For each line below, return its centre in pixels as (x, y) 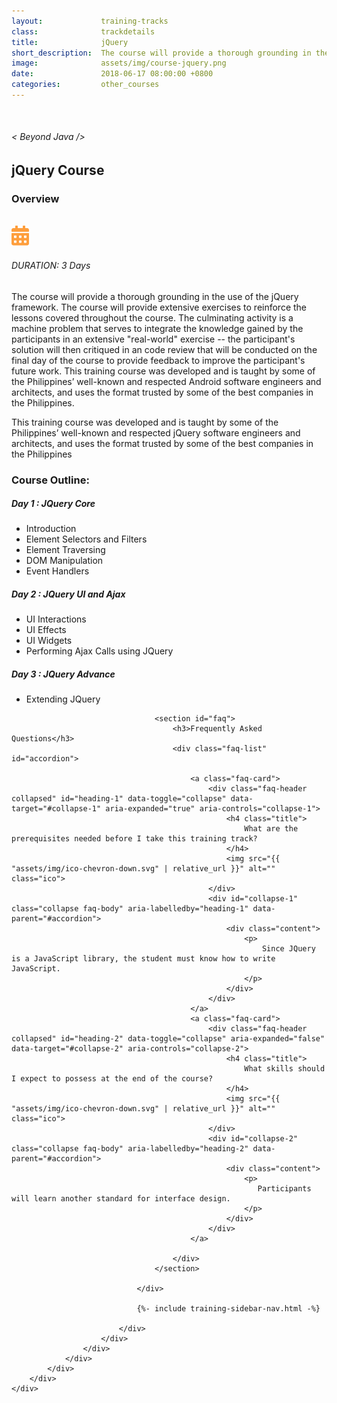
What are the (271, 829)
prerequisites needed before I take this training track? (134, 839)
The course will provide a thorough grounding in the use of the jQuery (155, 296)
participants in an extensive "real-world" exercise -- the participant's (153, 339)
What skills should (285, 1069)
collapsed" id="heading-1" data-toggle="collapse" (119, 799)
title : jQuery (70, 42)
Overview (35, 198)
